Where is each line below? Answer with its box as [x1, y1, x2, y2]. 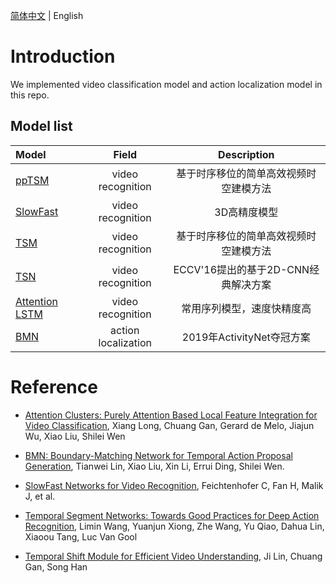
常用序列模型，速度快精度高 [181, 301, 312, 315]
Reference [10, 375, 98, 398]
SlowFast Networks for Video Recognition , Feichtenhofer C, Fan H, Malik [24, 479, 324, 491]
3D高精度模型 [214, 205, 279, 219]
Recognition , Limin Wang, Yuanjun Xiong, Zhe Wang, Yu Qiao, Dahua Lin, [24, 520, 325, 532]
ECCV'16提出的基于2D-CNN [173, 262, 310, 276]
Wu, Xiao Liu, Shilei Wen [24, 430, 126, 442]
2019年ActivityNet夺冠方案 [181, 330, 311, 344]
